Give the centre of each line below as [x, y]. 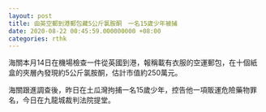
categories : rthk [38, 39]
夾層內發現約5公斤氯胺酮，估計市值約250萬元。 [102, 73]
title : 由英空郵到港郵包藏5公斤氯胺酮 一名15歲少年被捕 [93, 24]
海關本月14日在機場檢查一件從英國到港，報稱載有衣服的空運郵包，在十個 [129, 62]
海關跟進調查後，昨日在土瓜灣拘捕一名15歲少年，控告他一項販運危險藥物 [129, 90]
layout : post [30, 16]
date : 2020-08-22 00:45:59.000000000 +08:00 [85, 31]
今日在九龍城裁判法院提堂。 [69, 100]
